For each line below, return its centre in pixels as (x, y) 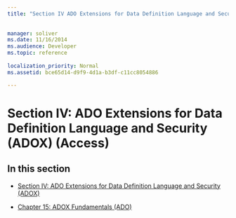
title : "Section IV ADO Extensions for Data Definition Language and (111, 14)
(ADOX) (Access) (58, 143)
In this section (39, 169)
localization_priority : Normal (53, 66)
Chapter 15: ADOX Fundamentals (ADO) (74, 207)
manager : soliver (33, 33)
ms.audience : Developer (42, 46)
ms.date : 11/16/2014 (38, 40)
